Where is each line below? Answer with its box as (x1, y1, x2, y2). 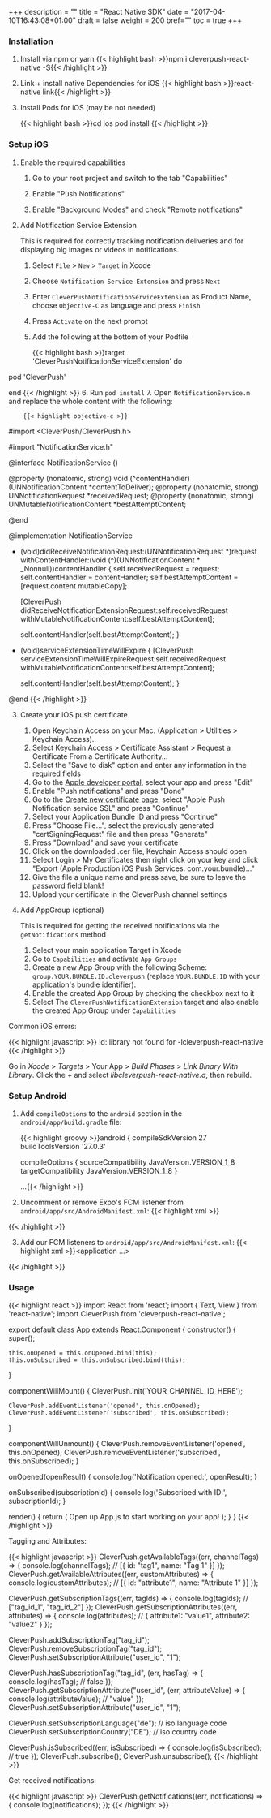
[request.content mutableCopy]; (19, 580, 128, 591)
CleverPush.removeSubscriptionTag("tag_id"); (8, 1644, 163, 1654)
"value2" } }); (8, 1619, 53, 1630)
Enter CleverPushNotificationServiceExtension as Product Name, (32, 291, 252, 301)
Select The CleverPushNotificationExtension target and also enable (32, 997, 259, 1006)
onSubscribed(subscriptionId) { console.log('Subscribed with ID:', (8, 1488, 227, 1497)
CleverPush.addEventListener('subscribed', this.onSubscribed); (8, 1409, 230, 1417)
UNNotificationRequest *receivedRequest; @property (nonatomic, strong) (8, 490, 255, 500)
